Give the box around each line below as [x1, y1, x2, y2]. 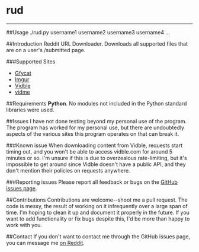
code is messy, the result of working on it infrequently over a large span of [6, 202, 188, 209]
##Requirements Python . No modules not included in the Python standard [6, 100, 187, 107]
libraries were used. [6, 106, 54, 113]
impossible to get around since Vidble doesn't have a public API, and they [6, 161, 186, 168]
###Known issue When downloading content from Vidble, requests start [6, 142, 182, 149]
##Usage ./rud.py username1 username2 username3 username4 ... [6, 28, 171, 36]
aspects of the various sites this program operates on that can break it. [6, 130, 179, 137]
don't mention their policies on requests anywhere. [6, 167, 130, 174]
